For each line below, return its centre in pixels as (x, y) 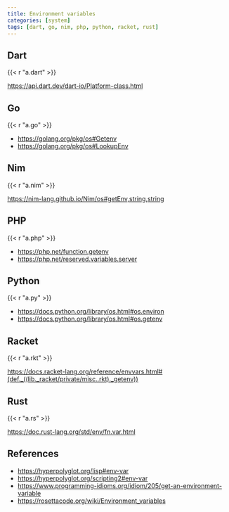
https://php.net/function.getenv (63, 251)
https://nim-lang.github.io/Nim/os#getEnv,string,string (86, 198)
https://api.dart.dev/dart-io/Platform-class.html (75, 86)
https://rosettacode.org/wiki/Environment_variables (92, 501)
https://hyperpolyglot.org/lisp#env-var (73, 471)
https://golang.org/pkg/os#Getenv (67, 139)
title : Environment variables (52, 14)
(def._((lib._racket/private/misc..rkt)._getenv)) (73, 379)
